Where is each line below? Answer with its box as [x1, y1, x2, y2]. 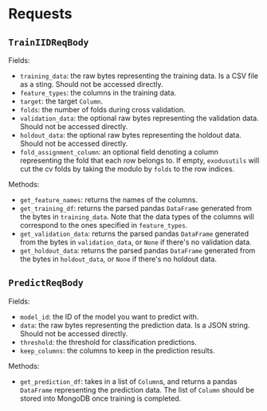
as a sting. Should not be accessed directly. [19, 80, 163, 88]
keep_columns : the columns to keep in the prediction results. [19, 346, 215, 355]
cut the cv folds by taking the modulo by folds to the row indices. [19, 164, 235, 174]
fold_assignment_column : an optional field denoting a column [19, 147, 219, 156]
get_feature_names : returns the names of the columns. [19, 195, 198, 204]
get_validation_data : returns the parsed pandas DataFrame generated [19, 229, 249, 238]
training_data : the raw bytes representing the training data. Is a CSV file [19, 71, 259, 80]
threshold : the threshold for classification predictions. [19, 337, 197, 346]
